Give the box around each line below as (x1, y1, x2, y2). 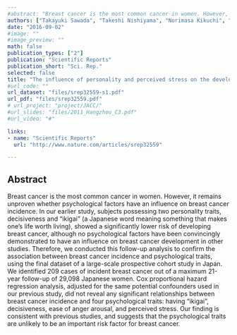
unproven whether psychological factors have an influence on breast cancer (7, 200, 229, 208)
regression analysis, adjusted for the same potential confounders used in (7, 282, 219, 291)
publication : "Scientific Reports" (7, 56, 112, 63)
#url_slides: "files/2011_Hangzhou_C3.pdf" (7, 109, 138, 116)
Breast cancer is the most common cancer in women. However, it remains (7, 192, 222, 201)
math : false (7, 43, 42, 50)
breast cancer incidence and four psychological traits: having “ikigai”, (7, 297, 209, 305)
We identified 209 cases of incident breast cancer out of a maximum (7, 267, 207, 276)
